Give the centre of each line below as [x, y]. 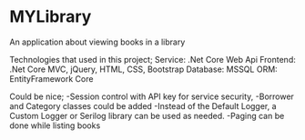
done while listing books [55, 125]
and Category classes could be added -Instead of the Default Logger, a [143, 105]
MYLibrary [51, 17]
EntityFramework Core [51, 78]
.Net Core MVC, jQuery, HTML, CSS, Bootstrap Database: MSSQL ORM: [143, 69]
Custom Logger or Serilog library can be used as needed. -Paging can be [147, 115]
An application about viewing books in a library [97, 42]
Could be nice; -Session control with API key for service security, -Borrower [152, 96]
